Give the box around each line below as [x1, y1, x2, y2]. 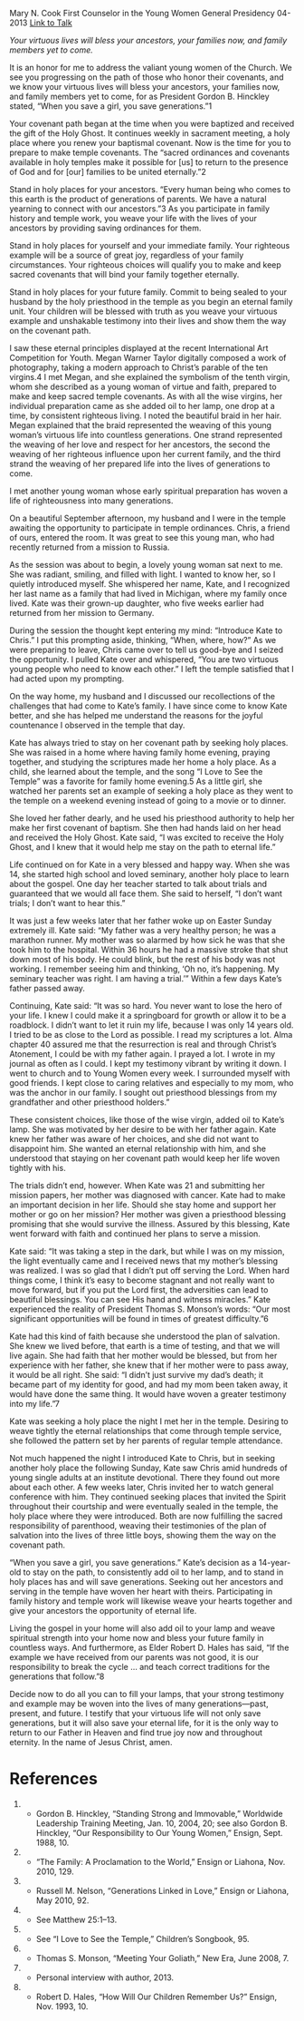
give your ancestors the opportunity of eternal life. [9, 1606, 197, 1616]
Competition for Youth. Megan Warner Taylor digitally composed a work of [9, 353, 287, 363]
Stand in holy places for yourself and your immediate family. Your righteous [9, 240, 290, 250]
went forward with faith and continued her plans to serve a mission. [9, 1228, 261, 1239]
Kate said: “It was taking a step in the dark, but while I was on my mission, [9, 1246, 285, 1256]
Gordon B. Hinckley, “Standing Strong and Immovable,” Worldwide [35, 1808, 283, 1819]
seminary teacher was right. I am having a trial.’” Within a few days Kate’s [9, 973, 282, 983]
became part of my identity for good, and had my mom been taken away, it [9, 1379, 288, 1390]
